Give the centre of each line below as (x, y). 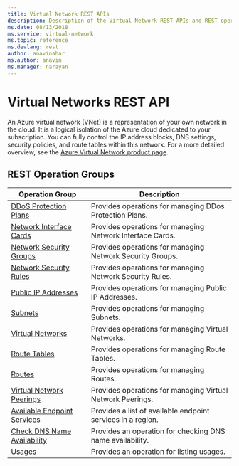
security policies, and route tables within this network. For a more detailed (116, 144)
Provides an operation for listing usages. (159, 452)
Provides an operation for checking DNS (158, 431)
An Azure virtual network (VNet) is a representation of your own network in (117, 122)
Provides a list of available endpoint (150, 411)
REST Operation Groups (61, 174)
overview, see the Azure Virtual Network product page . (88, 152)
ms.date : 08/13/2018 (38, 27)
